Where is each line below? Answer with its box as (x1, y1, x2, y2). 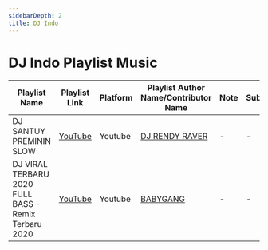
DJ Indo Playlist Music (8, 54, 158, 72)
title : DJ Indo (8, 19, 59, 27)
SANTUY (12, 125, 46, 137)
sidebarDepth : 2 (8, 11, 62, 20)
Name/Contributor (140, 93, 212, 104)
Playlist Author (147, 82, 206, 93)
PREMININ (12, 136, 52, 147)
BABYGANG (140, 193, 186, 204)
